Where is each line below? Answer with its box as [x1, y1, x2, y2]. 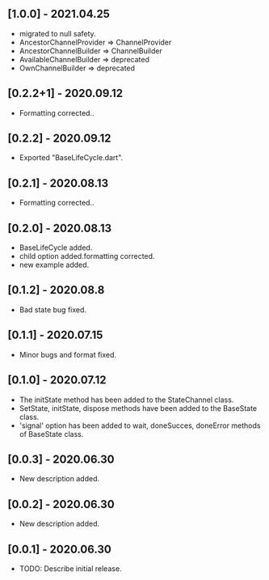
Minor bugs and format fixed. [19, 349, 117, 359]
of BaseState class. [19, 429, 84, 438]
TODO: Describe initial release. [19, 563, 122, 574]
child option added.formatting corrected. [19, 252, 155, 261]
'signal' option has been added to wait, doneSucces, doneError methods [19, 421, 261, 430]
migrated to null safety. [19, 28, 96, 38]
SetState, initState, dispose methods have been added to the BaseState [19, 403, 258, 413]
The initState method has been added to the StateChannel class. [19, 395, 234, 404]
